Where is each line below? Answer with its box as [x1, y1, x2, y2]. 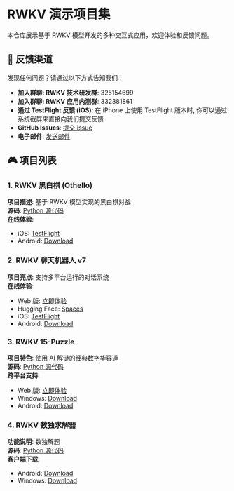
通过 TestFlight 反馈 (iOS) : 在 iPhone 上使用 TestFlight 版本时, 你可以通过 [17, 106, 228, 114]
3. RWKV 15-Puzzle [7, 337, 75, 347]
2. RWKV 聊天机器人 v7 [7, 255, 86, 265]
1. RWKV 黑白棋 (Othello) [7, 180, 93, 190]
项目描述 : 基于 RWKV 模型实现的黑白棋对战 [7, 198, 131, 206]
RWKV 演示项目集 [7, 6, 111, 22]
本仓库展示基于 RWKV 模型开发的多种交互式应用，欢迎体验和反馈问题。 [7, 31, 214, 39]
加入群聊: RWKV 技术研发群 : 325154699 [17, 88, 134, 97]
